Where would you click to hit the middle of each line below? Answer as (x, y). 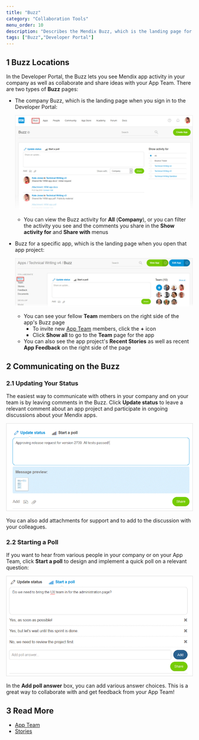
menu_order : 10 (25, 25)
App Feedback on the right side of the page (77, 348)
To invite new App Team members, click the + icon (94, 329)
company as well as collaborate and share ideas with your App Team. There (99, 82)
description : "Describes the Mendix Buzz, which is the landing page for (99, 31)
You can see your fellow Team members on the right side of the (101, 316)
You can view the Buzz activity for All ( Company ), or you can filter (105, 219)
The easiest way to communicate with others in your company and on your (97, 396)
